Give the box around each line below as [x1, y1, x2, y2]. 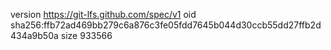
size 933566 [60, 30, 113, 41]
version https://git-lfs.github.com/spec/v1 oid [10, 9, 197, 20]
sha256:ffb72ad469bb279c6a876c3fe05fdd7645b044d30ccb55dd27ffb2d [10, 19, 322, 31]
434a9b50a [10, 30, 59, 41]
